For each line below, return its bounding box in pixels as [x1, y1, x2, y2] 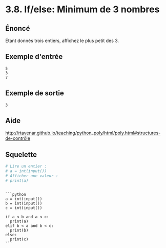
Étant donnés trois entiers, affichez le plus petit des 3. [5, 37, 119, 44]
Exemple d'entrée [5, 52, 63, 61]
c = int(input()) [5, 205, 43, 211]
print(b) [10, 228, 29, 233]
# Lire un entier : [5, 164, 47, 169]
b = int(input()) [5, 201, 43, 206]
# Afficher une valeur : [5, 173, 58, 178]
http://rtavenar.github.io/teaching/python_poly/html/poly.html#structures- [5, 130, 161, 136]
